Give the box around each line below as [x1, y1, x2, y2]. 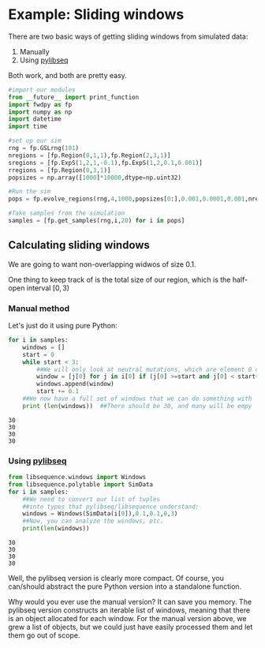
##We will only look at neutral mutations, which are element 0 [36, 365, 252, 373]
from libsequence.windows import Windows [8, 474, 147, 481]
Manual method [8, 302, 70, 313]
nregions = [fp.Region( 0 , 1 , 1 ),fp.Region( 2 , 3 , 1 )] [8, 152, 171, 159]
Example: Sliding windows [8, 6, 185, 24]
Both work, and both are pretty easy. [8, 70, 128, 80]
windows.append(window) [36, 380, 114, 388]
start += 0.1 [36, 388, 80, 395]
